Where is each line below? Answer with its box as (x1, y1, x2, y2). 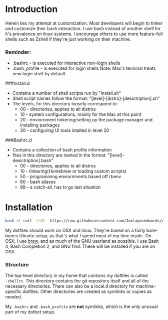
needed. (5, 294, 22, 300)
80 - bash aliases (19, 179, 56, 185)
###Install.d (5, 80, 30, 86)
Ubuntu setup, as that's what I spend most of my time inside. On (19, 233, 151, 239)
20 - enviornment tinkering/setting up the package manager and (19, 117, 152, 123)
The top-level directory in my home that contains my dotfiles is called (5, 272, 148, 279)
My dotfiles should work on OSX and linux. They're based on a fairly (5, 227, 145, 234)
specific (5, 288, 22, 294)
